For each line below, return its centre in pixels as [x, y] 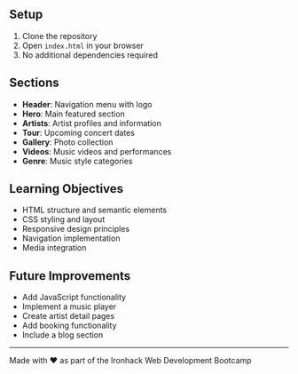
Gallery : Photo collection [67, 142]
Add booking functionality [69, 326]
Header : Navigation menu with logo [87, 104]
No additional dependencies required [90, 55]
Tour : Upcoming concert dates [78, 132]
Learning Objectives [67, 189]
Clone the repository [59, 36]
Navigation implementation [71, 238]
